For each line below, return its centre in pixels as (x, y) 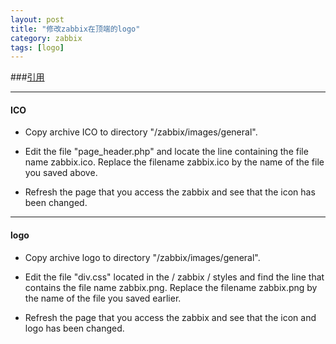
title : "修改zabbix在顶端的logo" (75, 29)
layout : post (37, 19)
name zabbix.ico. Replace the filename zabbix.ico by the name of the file (174, 162)
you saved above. (61, 173)
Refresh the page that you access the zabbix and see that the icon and (170, 317)
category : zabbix (46, 38)
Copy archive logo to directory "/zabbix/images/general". (142, 257)
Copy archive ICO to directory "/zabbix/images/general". (141, 132)
